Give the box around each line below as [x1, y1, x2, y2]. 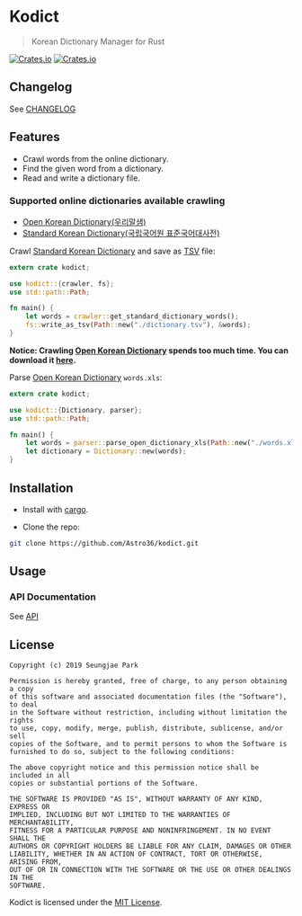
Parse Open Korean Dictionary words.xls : [9, 371, 163, 383]
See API [9, 611, 39, 622]
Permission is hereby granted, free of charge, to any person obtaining [9, 677, 288, 686]
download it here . [9, 354, 76, 365]
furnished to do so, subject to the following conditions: [9, 748, 235, 757]
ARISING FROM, [9, 858, 63, 867]
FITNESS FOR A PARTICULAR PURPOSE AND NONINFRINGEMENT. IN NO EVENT [9, 826, 271, 835]
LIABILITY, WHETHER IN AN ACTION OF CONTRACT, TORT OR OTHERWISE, [9, 849, 263, 859]
